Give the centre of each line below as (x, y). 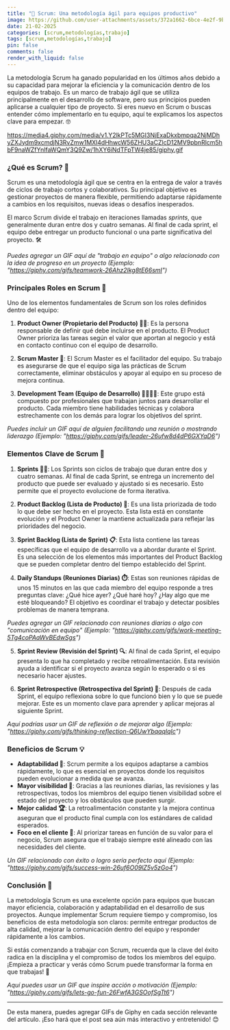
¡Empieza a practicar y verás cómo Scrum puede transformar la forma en (110, 965)
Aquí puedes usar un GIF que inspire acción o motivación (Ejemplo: (102, 985)
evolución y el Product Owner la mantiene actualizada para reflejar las (116, 518)
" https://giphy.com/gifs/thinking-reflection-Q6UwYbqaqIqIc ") (94, 731)
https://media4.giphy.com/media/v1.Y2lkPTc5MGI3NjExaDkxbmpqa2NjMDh (114, 135)
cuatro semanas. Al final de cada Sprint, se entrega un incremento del (115, 476)
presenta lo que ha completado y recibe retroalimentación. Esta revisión (118, 661)
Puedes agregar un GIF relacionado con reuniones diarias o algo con (105, 623)
